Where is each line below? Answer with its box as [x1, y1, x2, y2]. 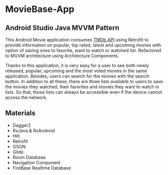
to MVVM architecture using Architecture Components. [5, 53, 119, 59]
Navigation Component [12, 159, 61, 165]
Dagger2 [12, 122, 31, 128]
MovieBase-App [5, 4, 74, 15]
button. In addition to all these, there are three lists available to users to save [5, 79, 163, 84]
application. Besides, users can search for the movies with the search [5, 73, 149, 79]
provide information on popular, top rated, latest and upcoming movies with [5, 42, 161, 48]
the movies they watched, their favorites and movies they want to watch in [5, 84, 159, 90]
